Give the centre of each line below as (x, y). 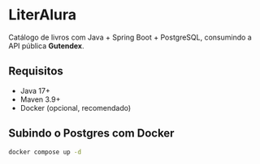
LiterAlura (43, 15)
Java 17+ (35, 90)
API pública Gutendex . (46, 45)
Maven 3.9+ (40, 99)
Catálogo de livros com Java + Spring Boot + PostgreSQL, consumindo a (130, 37)
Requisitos (36, 71)
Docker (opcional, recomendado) (76, 107)
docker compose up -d (45, 152)
